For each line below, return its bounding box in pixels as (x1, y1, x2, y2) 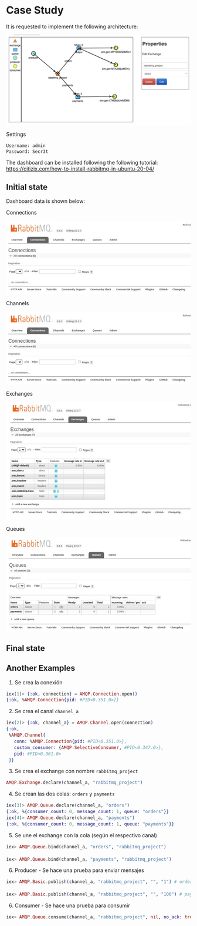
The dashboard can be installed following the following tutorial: (6, 159, 158, 166)
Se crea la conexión (14, 678, 63, 686)
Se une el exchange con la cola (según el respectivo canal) (14, 831, 157, 838)
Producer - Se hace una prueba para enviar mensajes (14, 867, 145, 874)
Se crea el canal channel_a (14, 708, 79, 715)
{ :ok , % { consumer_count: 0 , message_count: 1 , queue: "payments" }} (6, 821, 175, 827)
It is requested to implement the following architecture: (6, 23, 138, 30)
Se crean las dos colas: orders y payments (14, 790, 116, 797)
